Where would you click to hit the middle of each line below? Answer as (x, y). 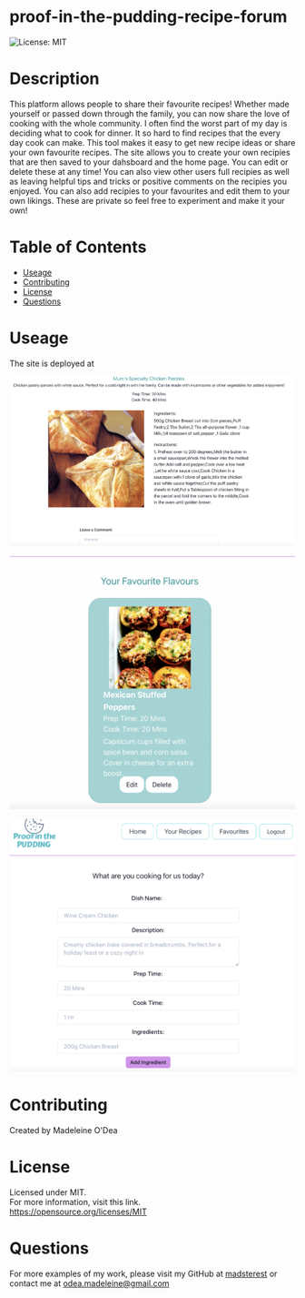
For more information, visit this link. (75, 1202)
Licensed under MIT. (48, 1192)
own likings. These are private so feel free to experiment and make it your (147, 200)
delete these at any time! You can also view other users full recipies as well (150, 171)
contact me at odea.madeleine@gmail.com (89, 1283)
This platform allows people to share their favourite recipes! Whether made (150, 104)
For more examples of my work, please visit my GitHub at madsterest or (143, 1273)
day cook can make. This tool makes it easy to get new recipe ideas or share (152, 142)
